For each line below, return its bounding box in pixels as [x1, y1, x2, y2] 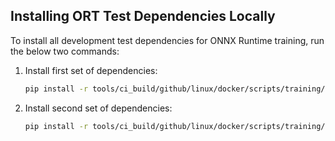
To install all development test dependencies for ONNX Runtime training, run [10, 34, 325, 46]
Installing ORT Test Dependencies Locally [10, 8, 276, 25]
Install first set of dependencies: [24, 64, 158, 76]
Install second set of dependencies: [24, 102, 173, 114]
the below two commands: [10, 45, 120, 57]
